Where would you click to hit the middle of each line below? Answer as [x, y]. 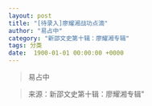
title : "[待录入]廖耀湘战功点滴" [58, 23]
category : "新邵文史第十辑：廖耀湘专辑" [69, 38]
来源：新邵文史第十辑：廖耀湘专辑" [86, 94]
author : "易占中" [35, 31]
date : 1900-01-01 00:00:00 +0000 [66, 53]
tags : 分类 [25, 46]
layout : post [30, 16]
